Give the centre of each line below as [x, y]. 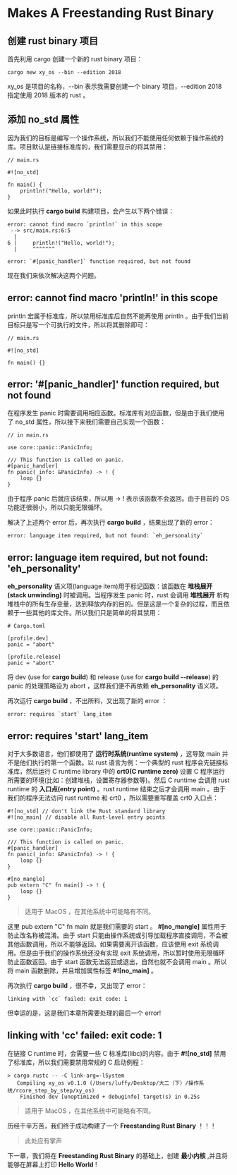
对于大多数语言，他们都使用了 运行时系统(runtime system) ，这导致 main [114, 754]
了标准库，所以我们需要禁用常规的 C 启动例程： [77, 1062]
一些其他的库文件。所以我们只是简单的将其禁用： [91, 613]
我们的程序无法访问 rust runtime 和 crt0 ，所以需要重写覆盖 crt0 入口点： [113, 798]
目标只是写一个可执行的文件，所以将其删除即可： [78, 324]
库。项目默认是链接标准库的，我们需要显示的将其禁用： [87, 147]
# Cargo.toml [26, 626]
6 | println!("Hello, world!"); [61, 243]
